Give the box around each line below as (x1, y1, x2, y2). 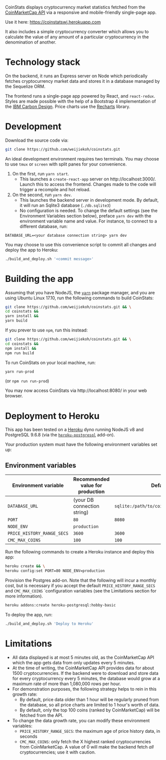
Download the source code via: (5, 137, 69, 143)
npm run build (5, 350, 35, 356)
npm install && (5, 346, 37, 351)
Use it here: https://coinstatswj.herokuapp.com (5, 19, 101, 25)
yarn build (5, 318, 28, 324)
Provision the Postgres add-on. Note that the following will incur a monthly (5, 577, 157, 583)
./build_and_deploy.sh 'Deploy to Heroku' (5, 621, 94, 626)
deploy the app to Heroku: (5, 247, 58, 253)
